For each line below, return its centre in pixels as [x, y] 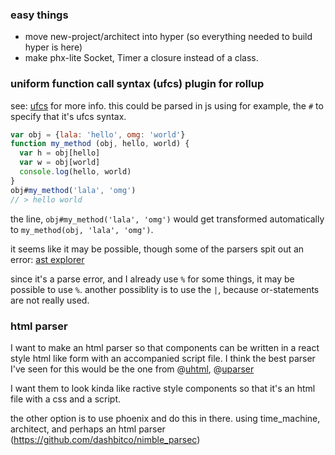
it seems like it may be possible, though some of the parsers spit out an [157, 249]
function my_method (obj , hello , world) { [100, 144]
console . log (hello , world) [75, 172]
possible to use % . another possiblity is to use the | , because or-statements [165, 289]
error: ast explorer [47, 259]
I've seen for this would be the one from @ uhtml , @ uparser [132, 369]
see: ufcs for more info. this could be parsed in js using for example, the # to [167, 105]
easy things [39, 15]
